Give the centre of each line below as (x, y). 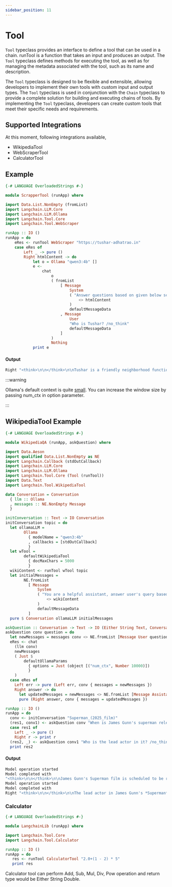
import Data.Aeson (25, 452)
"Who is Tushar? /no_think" (99, 324)
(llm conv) (26, 647)
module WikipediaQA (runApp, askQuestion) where (58, 442)
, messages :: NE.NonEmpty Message (48, 504)
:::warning (16, 380)
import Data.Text (24, 481)
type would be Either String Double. (43, 879)
